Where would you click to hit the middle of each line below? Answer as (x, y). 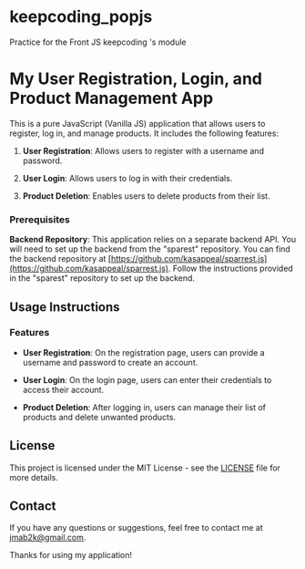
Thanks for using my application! (71, 555)
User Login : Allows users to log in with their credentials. (127, 178)
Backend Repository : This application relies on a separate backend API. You (153, 240)
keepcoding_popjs (81, 17)
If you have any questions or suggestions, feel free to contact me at (136, 528)
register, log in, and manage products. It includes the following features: (144, 133)
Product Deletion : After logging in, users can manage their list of (144, 407)
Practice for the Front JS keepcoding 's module (98, 42)
